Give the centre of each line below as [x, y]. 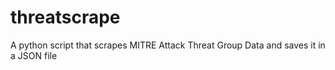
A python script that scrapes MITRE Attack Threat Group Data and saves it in [168, 45]
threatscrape [65, 17]
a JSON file [34, 55]
